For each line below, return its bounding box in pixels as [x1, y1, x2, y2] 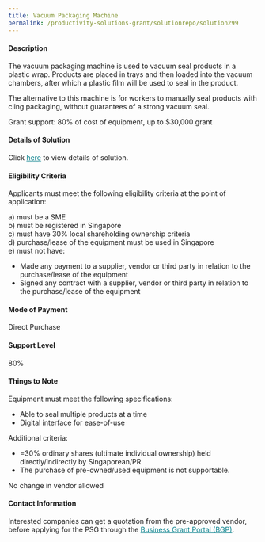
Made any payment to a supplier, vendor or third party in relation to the [19, 261, 251, 271]
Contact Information [8, 498, 77, 508]
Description [8, 44, 48, 53]
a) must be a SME [8, 212, 66, 222]
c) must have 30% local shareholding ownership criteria [8, 229, 191, 239]
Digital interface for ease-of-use [19, 418, 125, 427]
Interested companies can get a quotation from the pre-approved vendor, [8, 516, 248, 525]
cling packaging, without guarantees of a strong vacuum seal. [8, 101, 210, 111]
